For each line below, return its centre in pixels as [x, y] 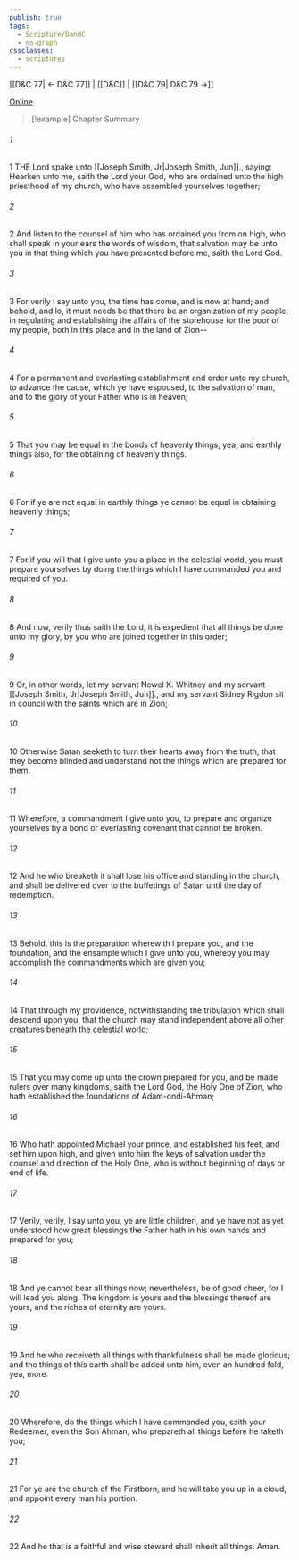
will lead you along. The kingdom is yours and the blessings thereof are [141, 1297]
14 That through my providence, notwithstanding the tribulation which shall [147, 1010]
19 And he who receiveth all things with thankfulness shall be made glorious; [150, 1355]
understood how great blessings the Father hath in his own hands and [137, 1230]
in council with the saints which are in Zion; [88, 703]
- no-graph [37, 42]
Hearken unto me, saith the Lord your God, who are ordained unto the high [146, 177]
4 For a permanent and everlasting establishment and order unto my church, [149, 378]
